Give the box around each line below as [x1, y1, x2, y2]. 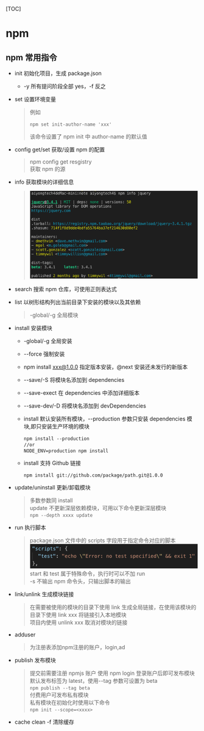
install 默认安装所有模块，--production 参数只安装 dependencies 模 [23, 415, 192, 423]
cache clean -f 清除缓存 [14, 718, 74, 726]
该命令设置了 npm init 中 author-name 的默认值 [29, 133, 147, 140]
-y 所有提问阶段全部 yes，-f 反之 [23, 82, 106, 90]
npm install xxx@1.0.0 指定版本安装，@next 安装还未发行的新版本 [23, 363, 188, 371]
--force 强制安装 [23, 350, 65, 358]
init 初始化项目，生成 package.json [14, 70, 102, 77]
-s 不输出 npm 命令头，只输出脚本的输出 [29, 578, 132, 585]
